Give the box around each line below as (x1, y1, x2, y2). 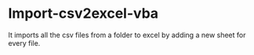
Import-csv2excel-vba (8, 5, 159, 22)
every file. (8, 38, 41, 47)
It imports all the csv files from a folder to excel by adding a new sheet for (8, 30, 246, 40)
